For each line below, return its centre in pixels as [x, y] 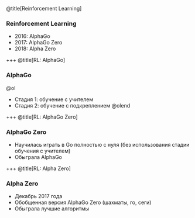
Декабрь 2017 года [38, 196]
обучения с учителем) [42, 151]
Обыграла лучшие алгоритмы [52, 209]
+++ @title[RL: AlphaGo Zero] [42, 117]
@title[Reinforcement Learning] [44, 8]
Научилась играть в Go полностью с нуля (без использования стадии [102, 144]
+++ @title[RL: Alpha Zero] [39, 168]
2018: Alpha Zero [35, 49]
